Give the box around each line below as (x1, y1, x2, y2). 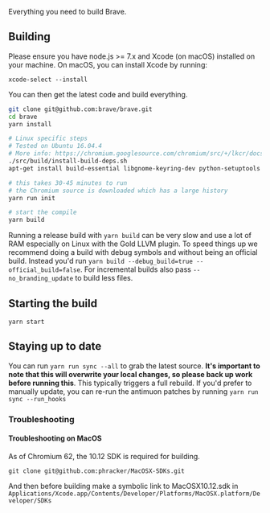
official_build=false (8, 266, 81, 274)
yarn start (8, 318, 45, 326)
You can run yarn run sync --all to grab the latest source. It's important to (8, 361, 261, 371)
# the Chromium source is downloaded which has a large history (8, 187, 228, 195)
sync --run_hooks (8, 395, 67, 403)
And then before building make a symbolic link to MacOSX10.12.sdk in (8, 481, 239, 490)
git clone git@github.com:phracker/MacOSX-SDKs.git (8, 466, 185, 475)
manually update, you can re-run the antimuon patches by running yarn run (8, 386, 259, 396)
